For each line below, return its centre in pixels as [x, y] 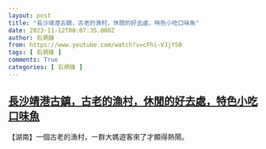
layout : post [30, 15]
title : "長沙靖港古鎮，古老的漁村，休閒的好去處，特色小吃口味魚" [104, 23]
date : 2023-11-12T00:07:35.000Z [61, 30]
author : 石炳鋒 [31, 38]
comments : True [33, 60]
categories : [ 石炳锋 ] [46, 67]
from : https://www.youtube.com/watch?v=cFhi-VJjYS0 [95, 45]
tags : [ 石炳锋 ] [35, 52]
